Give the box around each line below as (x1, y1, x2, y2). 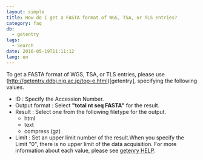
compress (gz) (24, 127, 61, 135)
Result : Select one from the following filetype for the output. (15, 108, 167, 115)
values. (6, 83, 24, 91)
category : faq (6, 20, 42, 26)
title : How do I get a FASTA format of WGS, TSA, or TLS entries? (6, 15, 178, 21)
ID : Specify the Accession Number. (15, 95, 104, 102)
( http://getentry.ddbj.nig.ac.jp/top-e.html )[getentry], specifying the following (6, 77, 198, 84)
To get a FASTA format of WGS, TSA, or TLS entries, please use (6, 70, 165, 78)
